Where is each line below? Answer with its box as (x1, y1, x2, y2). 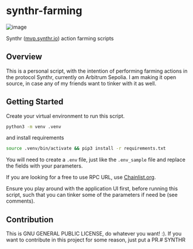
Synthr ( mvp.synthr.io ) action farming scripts (6, 35, 114, 42)
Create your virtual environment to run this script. (6, 112, 125, 120)
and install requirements (6, 134, 64, 141)
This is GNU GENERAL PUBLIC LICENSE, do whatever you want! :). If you (6, 230, 182, 237)
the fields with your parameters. (6, 162, 83, 169)
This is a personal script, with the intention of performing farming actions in (6, 67, 188, 74)
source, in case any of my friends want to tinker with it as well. (6, 80, 157, 87)
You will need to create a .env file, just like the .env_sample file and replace (6, 156, 186, 163)
